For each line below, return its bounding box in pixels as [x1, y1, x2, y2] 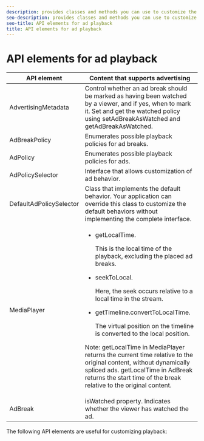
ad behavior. [84, 174, 121, 183]
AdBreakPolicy [9, 136, 52, 145]
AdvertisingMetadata [9, 103, 70, 112]
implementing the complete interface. [84, 215, 192, 224]
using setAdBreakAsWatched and [84, 115, 180, 123]
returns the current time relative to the [84, 350, 193, 359]
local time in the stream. [95, 295, 164, 303]
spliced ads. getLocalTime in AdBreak [84, 366, 193, 374]
